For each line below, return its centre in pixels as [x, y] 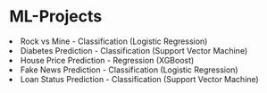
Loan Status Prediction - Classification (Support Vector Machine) [140, 79]
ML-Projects [56, 17]
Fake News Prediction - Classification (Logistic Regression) [129, 70]
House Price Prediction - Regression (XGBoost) [108, 60]
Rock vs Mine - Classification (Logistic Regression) [114, 41]
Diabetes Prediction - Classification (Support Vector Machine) [134, 50]
